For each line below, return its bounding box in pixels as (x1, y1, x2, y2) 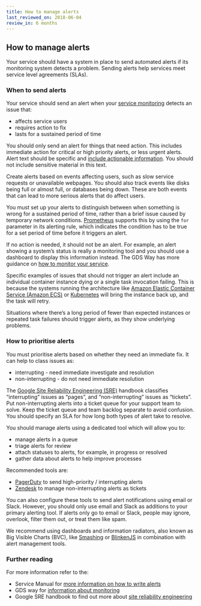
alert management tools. (6, 540, 67, 547)
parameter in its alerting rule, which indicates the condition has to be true (6, 223, 187, 230)
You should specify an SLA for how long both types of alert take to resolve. (6, 412, 192, 419)
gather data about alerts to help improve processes (14, 455, 142, 462)
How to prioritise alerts (6, 337, 75, 345)
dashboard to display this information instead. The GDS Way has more (6, 254, 180, 261)
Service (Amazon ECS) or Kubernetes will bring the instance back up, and (6, 291, 189, 298)
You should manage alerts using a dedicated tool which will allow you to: (6, 424, 186, 431)
